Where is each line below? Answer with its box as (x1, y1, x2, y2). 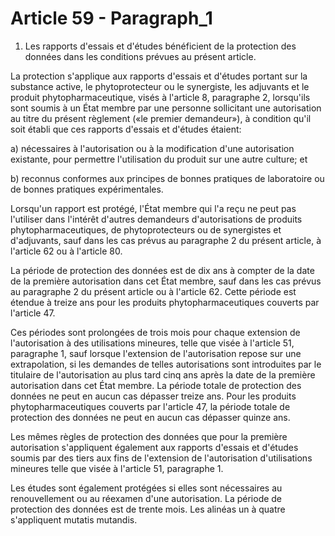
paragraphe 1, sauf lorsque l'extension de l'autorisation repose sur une (10, 347, 302, 359)
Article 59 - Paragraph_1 (10, 7, 213, 30)
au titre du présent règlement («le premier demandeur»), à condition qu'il (10, 112, 312, 124)
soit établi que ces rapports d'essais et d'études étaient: (10, 123, 242, 135)
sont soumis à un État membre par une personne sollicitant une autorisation (10, 102, 322, 114)
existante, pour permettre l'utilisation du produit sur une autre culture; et (10, 153, 308, 165)
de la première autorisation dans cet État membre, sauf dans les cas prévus (10, 275, 322, 287)
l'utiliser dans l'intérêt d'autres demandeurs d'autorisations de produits (10, 213, 303, 225)
